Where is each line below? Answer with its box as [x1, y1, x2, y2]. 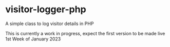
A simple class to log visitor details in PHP [5, 20, 94, 27]
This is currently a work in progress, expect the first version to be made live [5, 30, 165, 36]
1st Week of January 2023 [5, 36, 61, 42]
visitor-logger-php [5, 4, 86, 15]
